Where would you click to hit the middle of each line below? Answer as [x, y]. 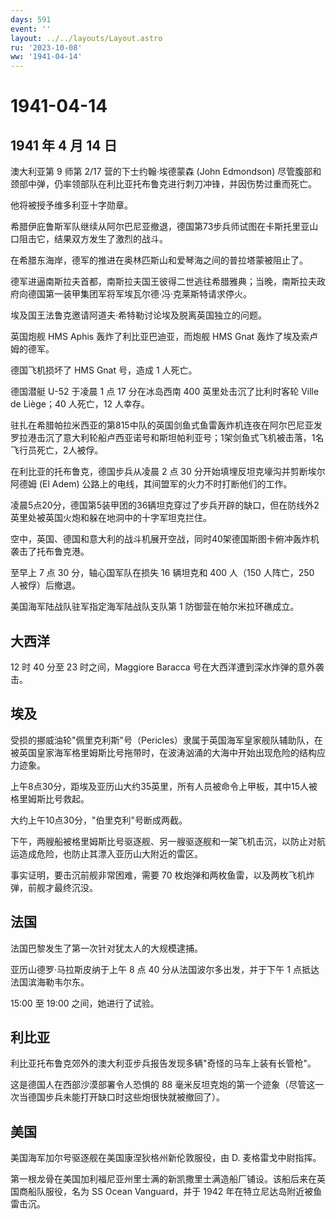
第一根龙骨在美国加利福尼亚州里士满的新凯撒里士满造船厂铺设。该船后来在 [163, 1179]
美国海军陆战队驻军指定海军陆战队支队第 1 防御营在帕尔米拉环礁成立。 [155, 607]
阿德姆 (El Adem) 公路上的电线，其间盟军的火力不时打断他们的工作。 [151, 484]
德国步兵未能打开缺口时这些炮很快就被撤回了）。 [126, 1097]
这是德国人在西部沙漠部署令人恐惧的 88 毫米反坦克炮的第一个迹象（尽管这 [163, 1085]
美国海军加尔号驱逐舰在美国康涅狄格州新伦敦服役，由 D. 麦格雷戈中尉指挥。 [166, 1158]
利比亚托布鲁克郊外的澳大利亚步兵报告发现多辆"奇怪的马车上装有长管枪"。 [163, 1063]
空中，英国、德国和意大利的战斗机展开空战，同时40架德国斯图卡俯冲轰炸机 [165, 539]
